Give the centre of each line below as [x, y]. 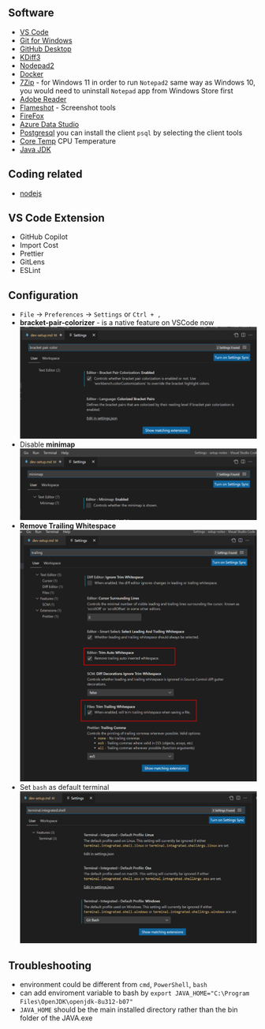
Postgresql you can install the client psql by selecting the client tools [131, 133]
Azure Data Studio [49, 124]
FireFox [32, 116]
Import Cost [39, 245]
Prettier [32, 254]
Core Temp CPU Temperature [68, 140]
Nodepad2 [37, 65]
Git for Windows [46, 40]
